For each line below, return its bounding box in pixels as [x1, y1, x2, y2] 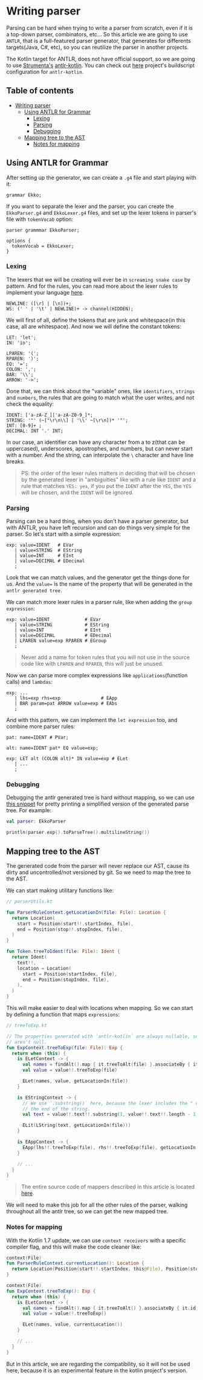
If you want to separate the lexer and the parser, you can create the [6, 203, 174, 210]
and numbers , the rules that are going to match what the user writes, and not [6, 394, 195, 401]
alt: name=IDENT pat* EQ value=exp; [6, 745, 98, 751]
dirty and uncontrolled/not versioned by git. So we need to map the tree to [6, 869, 192, 876]
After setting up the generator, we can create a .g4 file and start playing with [6, 174, 196, 181]
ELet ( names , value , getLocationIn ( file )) [22, 1078, 129, 1084]
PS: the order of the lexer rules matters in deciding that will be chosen [21, 469, 195, 477]
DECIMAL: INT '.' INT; [6, 428, 63, 434]
